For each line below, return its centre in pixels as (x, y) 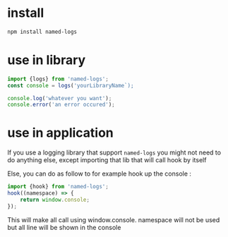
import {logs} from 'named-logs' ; (58, 79)
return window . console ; (55, 200)
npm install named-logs (42, 32)
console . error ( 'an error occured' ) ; (61, 105)
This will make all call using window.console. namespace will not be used (114, 219)
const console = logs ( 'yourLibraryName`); (71, 85)
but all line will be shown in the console (64, 227)
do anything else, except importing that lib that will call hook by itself (107, 160)
